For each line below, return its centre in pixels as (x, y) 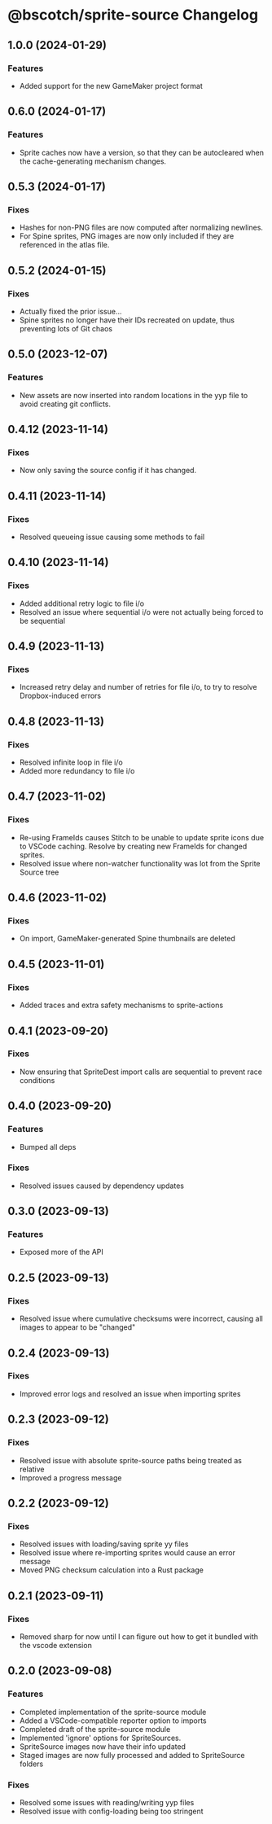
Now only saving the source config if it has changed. (108, 471)
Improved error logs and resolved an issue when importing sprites (130, 1393)
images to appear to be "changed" (77, 1327)
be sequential (42, 620)
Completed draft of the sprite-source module (95, 1729)
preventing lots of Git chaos (66, 328)
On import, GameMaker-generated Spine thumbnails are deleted (127, 939)
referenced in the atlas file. (64, 245)
